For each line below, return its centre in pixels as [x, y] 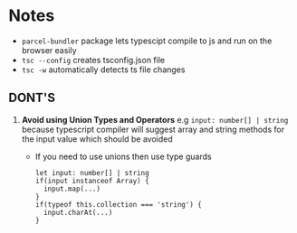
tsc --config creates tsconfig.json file [93, 60]
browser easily [49, 50]
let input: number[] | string [92, 172]
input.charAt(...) [78, 212]
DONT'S [32, 98]
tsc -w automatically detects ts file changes [103, 70]
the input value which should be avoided [97, 139]
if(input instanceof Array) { [92, 181]
